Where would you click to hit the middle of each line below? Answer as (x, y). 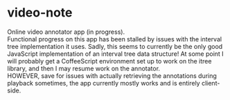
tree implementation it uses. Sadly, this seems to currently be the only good (115, 46)
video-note (40, 13)
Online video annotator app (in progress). (66, 32)
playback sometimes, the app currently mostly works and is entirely (104, 83)
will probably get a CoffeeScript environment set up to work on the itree (109, 61)
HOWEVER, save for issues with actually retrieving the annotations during (112, 76)
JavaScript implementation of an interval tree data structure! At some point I (115, 54)
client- (211, 83)
